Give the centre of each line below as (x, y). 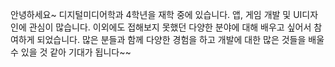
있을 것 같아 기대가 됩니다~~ (76, 52)
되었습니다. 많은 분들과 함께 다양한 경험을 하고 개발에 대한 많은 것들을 (171, 39)
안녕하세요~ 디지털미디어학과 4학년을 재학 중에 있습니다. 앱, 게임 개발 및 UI (156, 14)
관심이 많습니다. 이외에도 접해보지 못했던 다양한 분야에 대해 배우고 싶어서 (170, 27)
